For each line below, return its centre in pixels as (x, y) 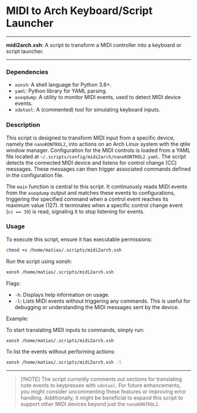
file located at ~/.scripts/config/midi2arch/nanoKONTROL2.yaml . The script (96, 156)
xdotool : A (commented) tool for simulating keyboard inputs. (87, 110)
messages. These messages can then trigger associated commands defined (98, 169)
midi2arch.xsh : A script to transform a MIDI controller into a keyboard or (94, 45)
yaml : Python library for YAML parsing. (61, 91)
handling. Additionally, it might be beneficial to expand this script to (102, 398)
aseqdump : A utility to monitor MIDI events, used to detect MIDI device (98, 97)
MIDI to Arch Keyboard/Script (79, 11)
